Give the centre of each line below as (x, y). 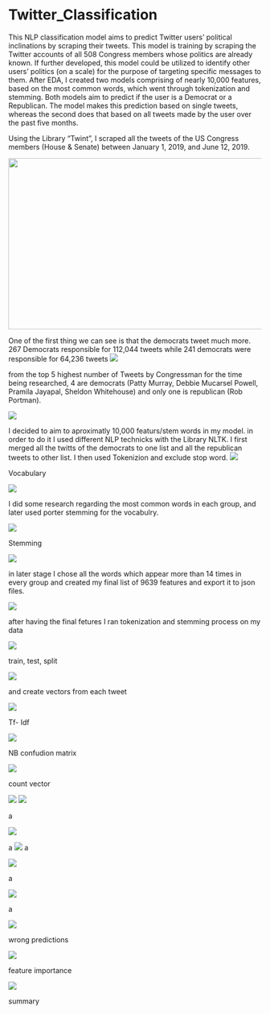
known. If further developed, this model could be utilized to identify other (129, 63)
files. (16, 590)
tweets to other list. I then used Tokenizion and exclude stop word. (118, 457)
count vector (29, 784)
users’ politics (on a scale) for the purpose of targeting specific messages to (135, 71)
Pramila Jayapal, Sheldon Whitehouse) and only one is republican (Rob (126, 391)
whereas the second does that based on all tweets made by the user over (130, 114)
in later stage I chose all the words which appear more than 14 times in (125, 573)
